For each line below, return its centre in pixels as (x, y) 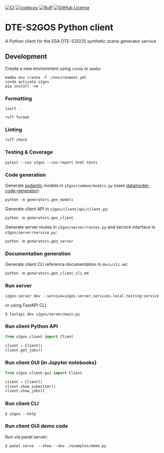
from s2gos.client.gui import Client (44, 373)
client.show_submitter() (30, 387)
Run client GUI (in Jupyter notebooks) (51, 363)
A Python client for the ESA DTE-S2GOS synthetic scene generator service (81, 41)
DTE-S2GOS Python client (59, 28)
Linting (14, 129)
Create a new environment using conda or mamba (53, 68)
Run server (18, 286)
